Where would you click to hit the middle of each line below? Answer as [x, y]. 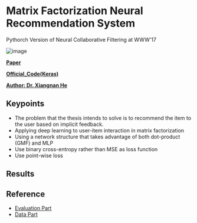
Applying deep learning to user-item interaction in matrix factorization [99, 130]
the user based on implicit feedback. [59, 124]
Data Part [26, 214]
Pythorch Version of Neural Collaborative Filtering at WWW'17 [81, 39]
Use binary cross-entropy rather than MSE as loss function [86, 149]
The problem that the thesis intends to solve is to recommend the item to [103, 118]
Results [20, 174]
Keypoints [25, 104]
